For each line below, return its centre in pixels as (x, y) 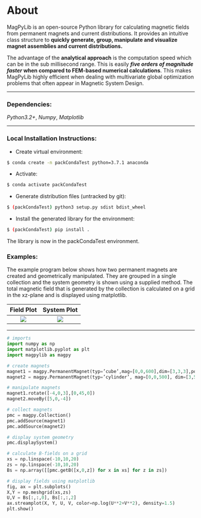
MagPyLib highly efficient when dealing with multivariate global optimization (101, 77)
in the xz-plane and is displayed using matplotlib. (67, 295)
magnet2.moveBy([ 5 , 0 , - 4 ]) (39, 399)
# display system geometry (40, 437)
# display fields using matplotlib (51, 481)
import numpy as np (31, 344)
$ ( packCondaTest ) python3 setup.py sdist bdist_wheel (76, 207)
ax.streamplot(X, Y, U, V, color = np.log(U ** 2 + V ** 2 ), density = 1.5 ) (91, 504)
